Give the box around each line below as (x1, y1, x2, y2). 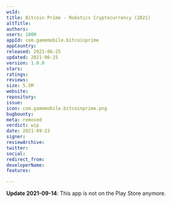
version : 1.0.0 (6, 60, 45, 66)
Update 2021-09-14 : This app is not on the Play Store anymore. (6, 190, 166, 197)
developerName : (6, 162, 45, 168)
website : (6, 88, 29, 94)
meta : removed (6, 116, 43, 123)
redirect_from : (6, 156, 45, 162)
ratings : (6, 71, 29, 77)
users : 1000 (6, 32, 36, 38)
